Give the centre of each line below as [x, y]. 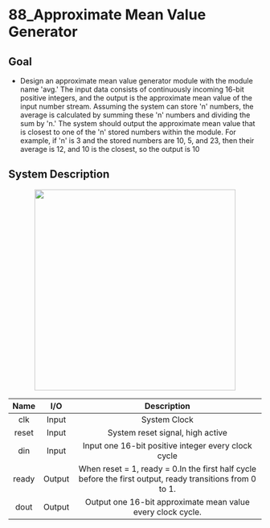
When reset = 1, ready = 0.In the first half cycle [168, 469]
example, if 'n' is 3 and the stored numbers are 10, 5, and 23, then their [137, 141]
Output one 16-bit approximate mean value [168, 501]
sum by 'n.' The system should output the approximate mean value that [137, 123]
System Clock [168, 420]
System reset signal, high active [167, 432]
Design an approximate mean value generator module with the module [136, 81]
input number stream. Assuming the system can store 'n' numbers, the [137, 106]
